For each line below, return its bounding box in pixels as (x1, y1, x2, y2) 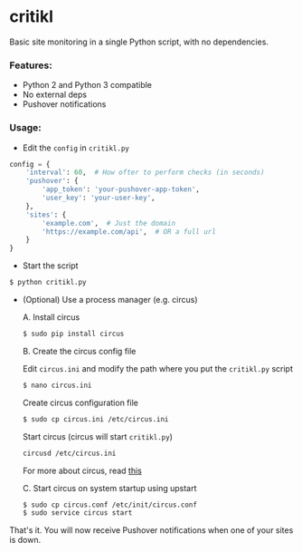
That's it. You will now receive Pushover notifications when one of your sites (9, 525, 294, 536)
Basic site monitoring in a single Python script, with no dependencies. (9, 36, 269, 47)
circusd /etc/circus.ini (22, 449, 117, 458)
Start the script (22, 260, 79, 271)
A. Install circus (22, 312, 80, 323)
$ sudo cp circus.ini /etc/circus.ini (22, 414, 169, 423)
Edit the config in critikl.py (22, 142, 129, 153)
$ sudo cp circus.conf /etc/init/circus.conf (22, 500, 197, 509)
